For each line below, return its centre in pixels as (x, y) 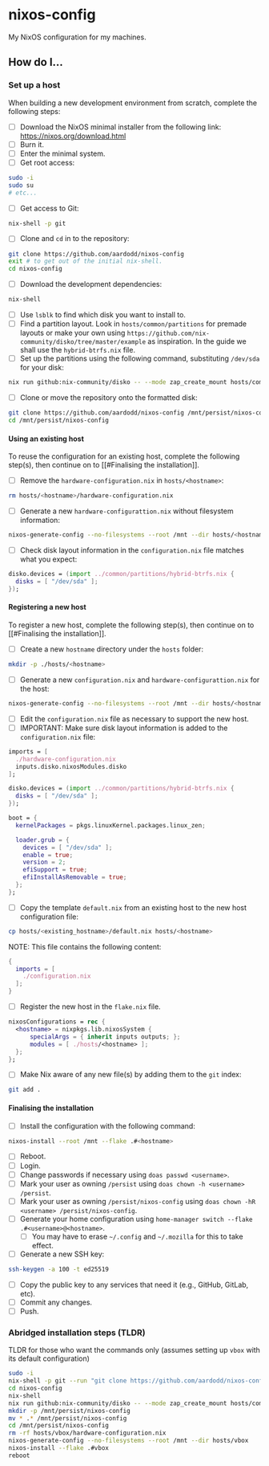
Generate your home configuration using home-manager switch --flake (136, 1219)
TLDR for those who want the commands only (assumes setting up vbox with (134, 1350)
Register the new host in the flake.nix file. (90, 1007)
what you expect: (48, 559)
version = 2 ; (44, 862)
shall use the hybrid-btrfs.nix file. (78, 350)
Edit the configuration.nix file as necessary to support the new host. (134, 719)
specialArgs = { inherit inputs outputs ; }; (105, 1037)
